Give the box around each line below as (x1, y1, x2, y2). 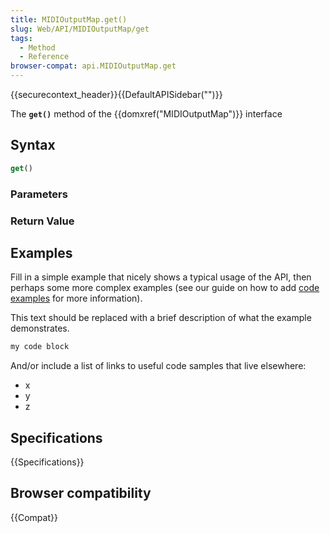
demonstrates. (10, 322, 70, 335)
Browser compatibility (10, 485, 152, 502)
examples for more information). (10, 292, 143, 305)
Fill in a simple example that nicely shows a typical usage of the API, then (10, 271, 312, 283)
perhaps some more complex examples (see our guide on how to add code (10, 282, 320, 294)
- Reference (19, 52, 70, 62)
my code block (10, 342, 70, 352)
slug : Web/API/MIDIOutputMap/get (10, 24, 150, 34)
